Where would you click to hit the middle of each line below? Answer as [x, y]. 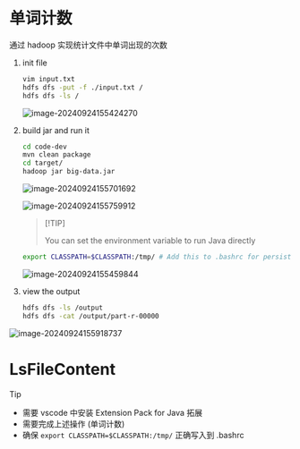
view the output [51, 291]
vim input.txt [48, 79]
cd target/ [43, 163]
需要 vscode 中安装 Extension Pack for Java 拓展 [112, 412]
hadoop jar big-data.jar [69, 172]
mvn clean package [56, 155]
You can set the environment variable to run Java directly [150, 241]
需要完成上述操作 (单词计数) [73, 424]
